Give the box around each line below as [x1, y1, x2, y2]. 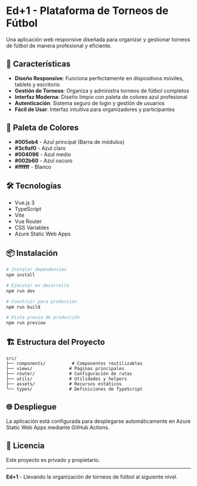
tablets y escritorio [14, 81, 60, 88]
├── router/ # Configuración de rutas [6, 371, 133, 377]
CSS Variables [14, 224, 49, 231]
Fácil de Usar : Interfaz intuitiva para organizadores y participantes [14, 105, 175, 112]
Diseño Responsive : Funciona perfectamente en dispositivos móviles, [14, 74, 184, 81]
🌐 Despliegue [6, 402, 57, 412]
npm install [6, 272, 35, 278]
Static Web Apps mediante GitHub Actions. [6, 423, 110, 431]
